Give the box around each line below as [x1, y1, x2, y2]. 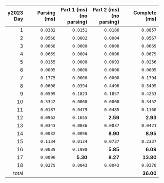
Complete [133, 9, 157, 16]
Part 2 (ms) [92, 6, 120, 13]
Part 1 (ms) [61, 6, 88, 13]
